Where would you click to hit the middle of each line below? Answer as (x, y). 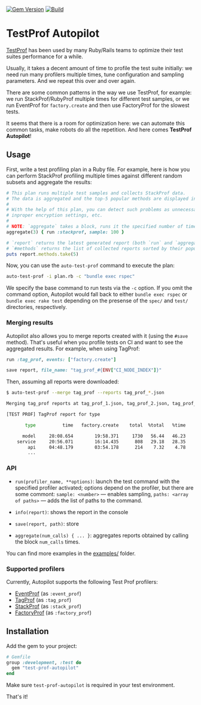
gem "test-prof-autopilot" (45, 668)
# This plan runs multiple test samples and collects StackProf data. (96, 193)
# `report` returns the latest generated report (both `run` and (89, 243)
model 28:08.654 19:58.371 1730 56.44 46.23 (104, 436)
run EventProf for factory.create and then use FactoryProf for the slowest (98, 105)
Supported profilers (35, 569)
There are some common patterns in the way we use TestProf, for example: (99, 92)
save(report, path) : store (47, 523)
